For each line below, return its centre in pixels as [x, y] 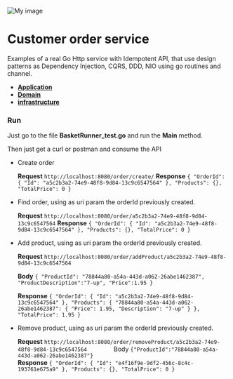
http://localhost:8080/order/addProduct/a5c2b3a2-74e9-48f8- [135, 257]
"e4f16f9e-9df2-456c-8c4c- [154, 364]
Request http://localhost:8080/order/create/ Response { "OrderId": [121, 176]
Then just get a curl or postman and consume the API [84, 149]
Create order [36, 163]
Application [35, 87]
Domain [29, 94]
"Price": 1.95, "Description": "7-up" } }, [136, 309]
